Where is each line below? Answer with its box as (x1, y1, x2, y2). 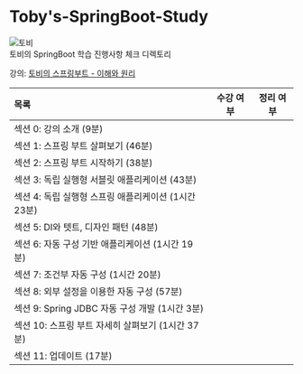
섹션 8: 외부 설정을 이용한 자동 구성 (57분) (14, 285, 183, 297)
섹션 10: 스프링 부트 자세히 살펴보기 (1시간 (14, 319, 185, 332)
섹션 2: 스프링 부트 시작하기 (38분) (14, 156, 153, 169)
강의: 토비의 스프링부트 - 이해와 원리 (9, 68, 136, 79)
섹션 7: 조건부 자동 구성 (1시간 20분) (14, 268, 161, 281)
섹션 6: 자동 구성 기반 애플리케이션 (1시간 (14, 238, 179, 250)
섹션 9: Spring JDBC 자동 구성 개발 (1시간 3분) (14, 302, 205, 314)
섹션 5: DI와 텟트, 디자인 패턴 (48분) (14, 220, 159, 233)
